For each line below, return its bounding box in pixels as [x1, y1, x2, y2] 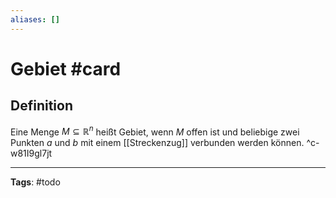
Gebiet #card [10, 57, 122, 80]
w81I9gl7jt [10, 147, 53, 160]
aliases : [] [10, 14, 60, 25]
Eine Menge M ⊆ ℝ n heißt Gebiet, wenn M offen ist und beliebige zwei [10, 124, 300, 138]
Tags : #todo [10, 176, 61, 188]
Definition [10, 97, 73, 115]
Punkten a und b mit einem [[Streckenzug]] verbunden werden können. [10, 137, 305, 149]
